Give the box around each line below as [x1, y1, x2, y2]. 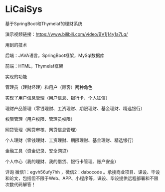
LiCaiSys [5, 3, 42, 15]
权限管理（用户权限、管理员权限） [5, 116, 75, 122]
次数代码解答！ [5, 181, 36, 188]
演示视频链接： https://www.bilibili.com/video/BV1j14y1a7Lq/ [5, 31, 128, 37]
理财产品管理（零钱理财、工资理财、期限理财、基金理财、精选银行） [5, 105, 145, 111]
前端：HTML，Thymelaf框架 [5, 63, 63, 69]
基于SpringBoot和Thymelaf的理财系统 [5, 20, 83, 26]
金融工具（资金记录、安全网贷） [5, 148, 71, 154]
